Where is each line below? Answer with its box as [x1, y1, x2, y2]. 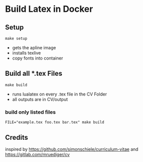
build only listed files [5, 108, 56, 115]
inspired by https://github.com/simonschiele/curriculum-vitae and [5, 146, 139, 152]
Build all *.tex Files [5, 69, 62, 78]
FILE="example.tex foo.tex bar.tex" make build [5, 120, 105, 125]
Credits [5, 133, 29, 141]
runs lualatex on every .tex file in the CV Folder [12, 91, 107, 97]
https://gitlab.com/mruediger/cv [5, 151, 70, 157]
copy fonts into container [12, 55, 63, 61]
